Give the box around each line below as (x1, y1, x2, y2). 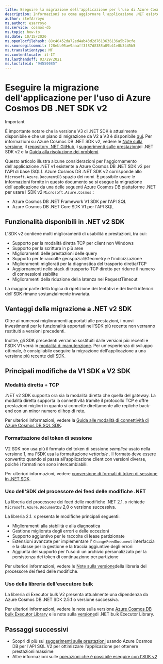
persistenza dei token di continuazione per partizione (12, 554, 119, 560)
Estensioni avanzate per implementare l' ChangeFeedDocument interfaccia (12, 538, 155, 544)
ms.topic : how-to (5, 30, 40, 34)
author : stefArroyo (5, 16, 45, 21)
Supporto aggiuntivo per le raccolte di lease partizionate (12, 533, 125, 539)
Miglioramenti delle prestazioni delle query (12, 250, 98, 256)
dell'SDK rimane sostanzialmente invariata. (5, 291, 91, 297)
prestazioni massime (12, 648, 54, 654)
